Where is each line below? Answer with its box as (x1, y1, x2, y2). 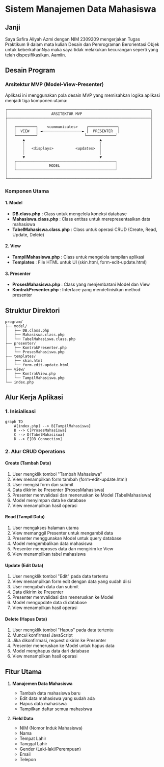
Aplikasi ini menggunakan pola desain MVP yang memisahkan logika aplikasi (5, 92, 160, 98)
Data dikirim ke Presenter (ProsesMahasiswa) (12, 487, 105, 493)
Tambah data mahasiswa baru (19, 690, 81, 696)
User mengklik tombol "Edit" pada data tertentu (12, 574, 109, 579)
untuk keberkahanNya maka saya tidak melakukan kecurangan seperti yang (5, 47, 159, 52)
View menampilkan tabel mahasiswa (12, 551, 86, 557)
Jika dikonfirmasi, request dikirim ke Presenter (12, 638, 107, 644)
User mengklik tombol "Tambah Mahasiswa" (12, 471, 102, 477)
